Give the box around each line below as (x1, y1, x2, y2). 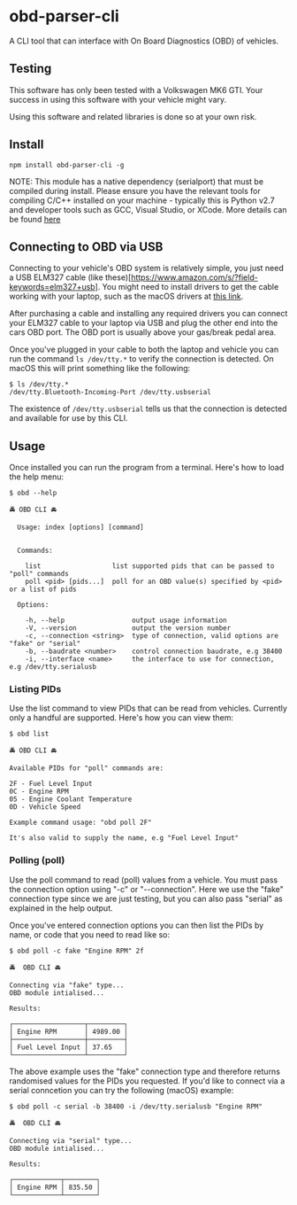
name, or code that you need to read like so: (9, 929, 171, 940)
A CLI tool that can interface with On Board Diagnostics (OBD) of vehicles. (9, 35, 279, 46)
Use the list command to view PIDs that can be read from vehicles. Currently (9, 703, 287, 714)
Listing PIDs (9, 683, 62, 696)
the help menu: (9, 471, 65, 482)
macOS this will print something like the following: (9, 363, 191, 374)
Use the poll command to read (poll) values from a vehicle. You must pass (9, 875, 278, 885)
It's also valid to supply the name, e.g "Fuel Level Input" (9, 834, 240, 843)
